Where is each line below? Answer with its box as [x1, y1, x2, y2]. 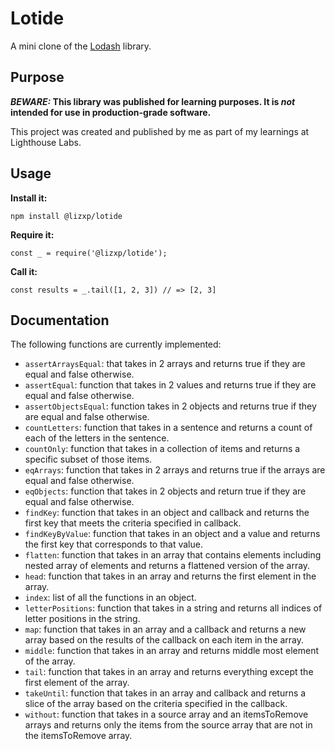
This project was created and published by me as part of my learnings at [10, 125, 310, 137]
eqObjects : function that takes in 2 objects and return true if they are [24, 485, 307, 497]
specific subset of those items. [24, 453, 153, 466]
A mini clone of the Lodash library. [10, 40, 152, 52]
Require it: [10, 228, 55, 241]
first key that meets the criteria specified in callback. [24, 517, 242, 529]
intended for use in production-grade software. [10, 106, 212, 118]
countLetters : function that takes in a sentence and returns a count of [24, 422, 313, 434]
